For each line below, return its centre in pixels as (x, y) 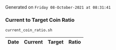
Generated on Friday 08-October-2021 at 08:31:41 (58, 7)
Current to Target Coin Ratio (40, 20)
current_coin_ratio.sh (29, 30)
